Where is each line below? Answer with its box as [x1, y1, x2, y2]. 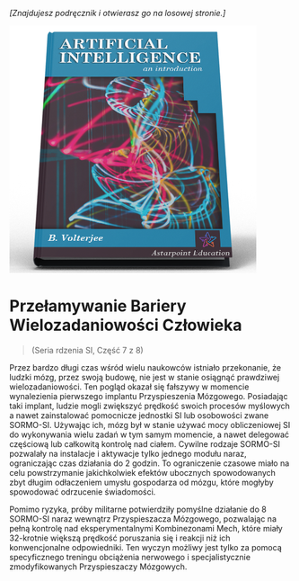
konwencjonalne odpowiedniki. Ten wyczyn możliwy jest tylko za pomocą [9, 541, 283, 552]
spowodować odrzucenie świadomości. [9, 486, 156, 497]
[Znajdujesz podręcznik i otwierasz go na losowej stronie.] [9, 8, 226, 18]
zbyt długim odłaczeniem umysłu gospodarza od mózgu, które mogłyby [9, 477, 274, 487]
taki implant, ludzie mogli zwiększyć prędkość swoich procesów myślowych [9, 400, 290, 411]
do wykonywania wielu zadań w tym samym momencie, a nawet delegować [9, 429, 290, 440]
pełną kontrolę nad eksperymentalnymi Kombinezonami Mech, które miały [9, 523, 283, 533]
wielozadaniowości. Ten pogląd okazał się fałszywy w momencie [9, 381, 250, 392]
